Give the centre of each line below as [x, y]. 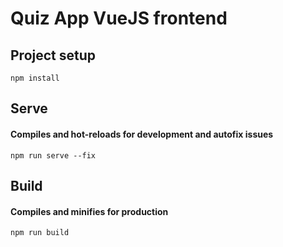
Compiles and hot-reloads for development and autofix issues [142, 134]
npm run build [40, 233]
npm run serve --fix [53, 155]
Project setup [53, 55]
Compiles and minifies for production [89, 211]
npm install [35, 78]
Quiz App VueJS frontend [119, 18]
